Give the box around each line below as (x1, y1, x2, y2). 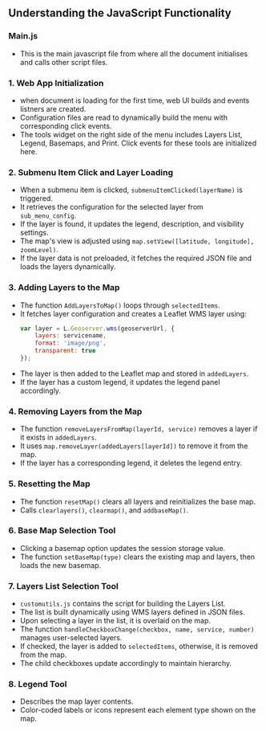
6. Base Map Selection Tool (8, 525, 116, 537)
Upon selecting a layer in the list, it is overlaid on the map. (19, 616, 211, 626)
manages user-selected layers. (19, 633, 123, 643)
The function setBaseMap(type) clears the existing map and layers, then (19, 552, 256, 562)
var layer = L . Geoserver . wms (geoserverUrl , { (19, 325, 175, 333)
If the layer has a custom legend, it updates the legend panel (19, 377, 220, 386)
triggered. (19, 194, 54, 203)
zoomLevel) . (19, 245, 58, 255)
